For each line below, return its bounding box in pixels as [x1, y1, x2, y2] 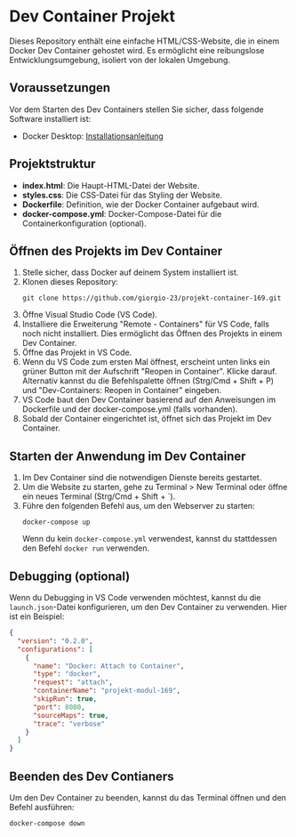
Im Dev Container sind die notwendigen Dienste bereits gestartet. [21, 472, 262, 483]
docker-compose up [21, 518, 91, 527]
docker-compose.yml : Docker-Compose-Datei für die [21, 208, 222, 219]
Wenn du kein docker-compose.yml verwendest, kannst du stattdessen [21, 534, 277, 544]
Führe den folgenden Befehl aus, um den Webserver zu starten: [21, 501, 255, 511]
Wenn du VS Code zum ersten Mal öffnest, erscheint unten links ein [21, 357, 271, 367]
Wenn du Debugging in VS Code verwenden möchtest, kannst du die [9, 592, 261, 602]
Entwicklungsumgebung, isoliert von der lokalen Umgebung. [9, 54, 231, 65]
